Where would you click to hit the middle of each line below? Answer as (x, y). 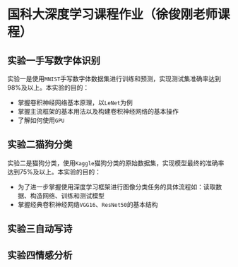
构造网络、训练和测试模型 (67, 196)
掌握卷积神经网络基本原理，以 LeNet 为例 (75, 102)
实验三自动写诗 (40, 229)
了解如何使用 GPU (41, 120)
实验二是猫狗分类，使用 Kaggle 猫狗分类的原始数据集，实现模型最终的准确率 (116, 162)
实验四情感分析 (40, 255)
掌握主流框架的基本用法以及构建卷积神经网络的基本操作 (98, 111)
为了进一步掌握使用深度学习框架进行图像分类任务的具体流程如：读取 (117, 186)
